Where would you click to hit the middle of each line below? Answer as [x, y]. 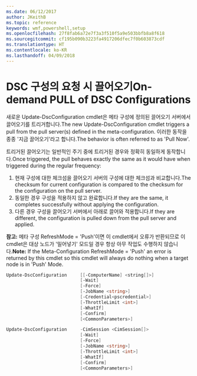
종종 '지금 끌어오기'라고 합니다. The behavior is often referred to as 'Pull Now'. [98, 139]
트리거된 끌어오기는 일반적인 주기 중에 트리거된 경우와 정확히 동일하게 [86, 151]
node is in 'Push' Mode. [35, 264]
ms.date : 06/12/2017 [32, 12]
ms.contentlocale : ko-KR [37, 50]
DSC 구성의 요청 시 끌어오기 [70, 87]
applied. [24, 224]
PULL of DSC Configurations [120, 100]
